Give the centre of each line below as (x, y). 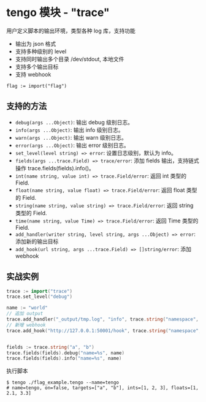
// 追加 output (25, 314)
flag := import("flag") (37, 86)
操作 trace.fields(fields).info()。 (55, 168)
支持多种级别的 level (41, 51)
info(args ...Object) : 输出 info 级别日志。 (69, 130)
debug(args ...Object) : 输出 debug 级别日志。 (74, 122)
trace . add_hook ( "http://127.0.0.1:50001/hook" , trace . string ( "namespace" (103, 331)
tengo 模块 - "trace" (58, 13)
